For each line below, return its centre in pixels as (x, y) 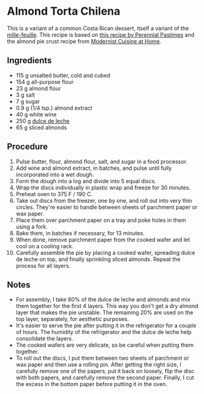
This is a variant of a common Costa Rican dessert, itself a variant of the (98, 28)
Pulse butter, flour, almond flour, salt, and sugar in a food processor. (101, 161)
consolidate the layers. (44, 339)
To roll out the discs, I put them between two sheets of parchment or (102, 358)
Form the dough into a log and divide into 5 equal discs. (86, 181)
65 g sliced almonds (41, 127)
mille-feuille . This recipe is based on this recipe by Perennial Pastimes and (101, 34)
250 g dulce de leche (43, 121)
